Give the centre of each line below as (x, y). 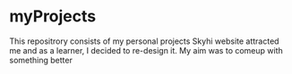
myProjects (53, 16)
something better (41, 60)
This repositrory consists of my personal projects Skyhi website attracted (144, 41)
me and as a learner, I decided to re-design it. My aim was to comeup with (146, 50)
